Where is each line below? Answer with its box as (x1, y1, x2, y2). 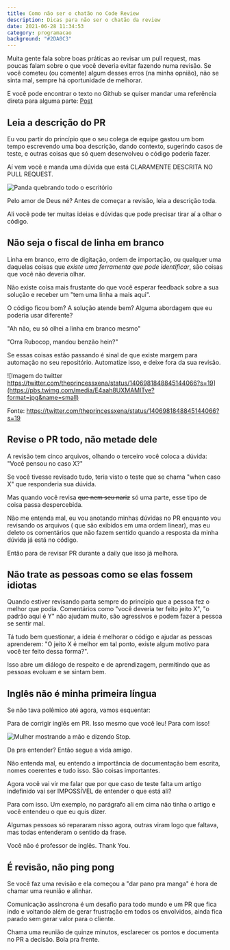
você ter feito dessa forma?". (7, 648, 89, 656)
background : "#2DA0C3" (7, 36, 72, 43)
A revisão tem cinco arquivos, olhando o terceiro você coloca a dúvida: (7, 452, 207, 460)
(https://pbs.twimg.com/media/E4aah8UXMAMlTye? (7, 385, 155, 394)
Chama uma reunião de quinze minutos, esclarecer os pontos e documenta (7, 928, 219, 936)
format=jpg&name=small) (7, 393, 79, 401)
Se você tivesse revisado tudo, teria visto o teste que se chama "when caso (7, 473, 221, 481)
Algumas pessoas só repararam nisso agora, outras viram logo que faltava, (7, 821, 219, 829)
